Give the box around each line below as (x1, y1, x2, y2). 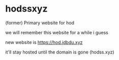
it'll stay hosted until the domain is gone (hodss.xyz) (5, 49, 114, 55)
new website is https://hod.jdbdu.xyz (5, 39, 83, 45)
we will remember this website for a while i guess (5, 29, 108, 35)
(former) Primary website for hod (5, 20, 75, 26)
